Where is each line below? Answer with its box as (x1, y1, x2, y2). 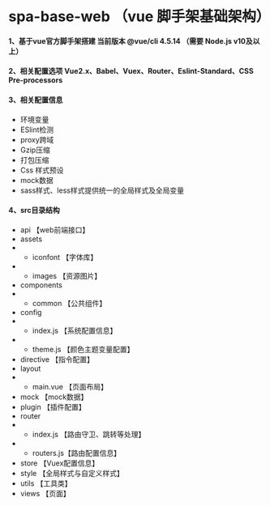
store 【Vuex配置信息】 (19, 458, 100, 468)
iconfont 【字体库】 (32, 252, 98, 262)
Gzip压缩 (19, 145, 50, 155)
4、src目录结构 (8, 206, 60, 215)
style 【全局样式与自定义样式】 (19, 468, 124, 478)
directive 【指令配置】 (19, 354, 95, 364)
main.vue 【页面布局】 (32, 381, 108, 391)
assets (19, 234, 43, 244)
